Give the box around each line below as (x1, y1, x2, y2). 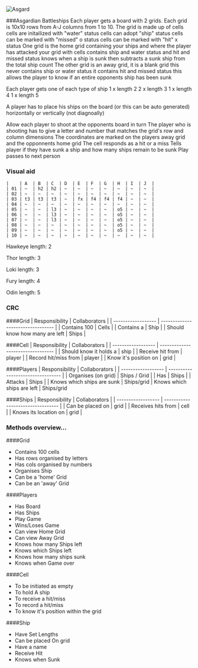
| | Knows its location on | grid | (6, 408, 83, 415)
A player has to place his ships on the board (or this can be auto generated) (6, 103, 190, 110)
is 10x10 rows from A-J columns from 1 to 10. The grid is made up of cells (6, 24, 184, 30)
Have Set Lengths (14, 631, 59, 638)
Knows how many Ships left (14, 540, 83, 548)
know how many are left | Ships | (6, 330, 86, 337)
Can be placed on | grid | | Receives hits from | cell (66, 402, 190, 409)
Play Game (14, 515, 41, 522)
